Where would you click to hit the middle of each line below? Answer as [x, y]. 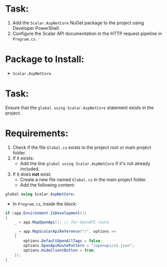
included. [30, 169]
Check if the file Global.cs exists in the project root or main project [82, 147]
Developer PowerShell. [36, 28]
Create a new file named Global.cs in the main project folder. [83, 179]
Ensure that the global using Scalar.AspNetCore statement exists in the [79, 108]
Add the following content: [48, 185]
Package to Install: [45, 59]
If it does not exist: [32, 174]
